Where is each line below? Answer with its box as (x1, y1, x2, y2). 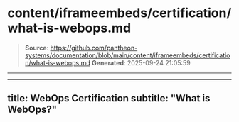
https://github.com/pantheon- (50, 43, 138, 52)
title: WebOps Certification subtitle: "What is (7, 92, 211, 104)
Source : (24, 43, 49, 52)
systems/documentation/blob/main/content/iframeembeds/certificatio (24, 51, 230, 60)
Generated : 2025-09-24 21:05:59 (91, 58, 191, 67)
